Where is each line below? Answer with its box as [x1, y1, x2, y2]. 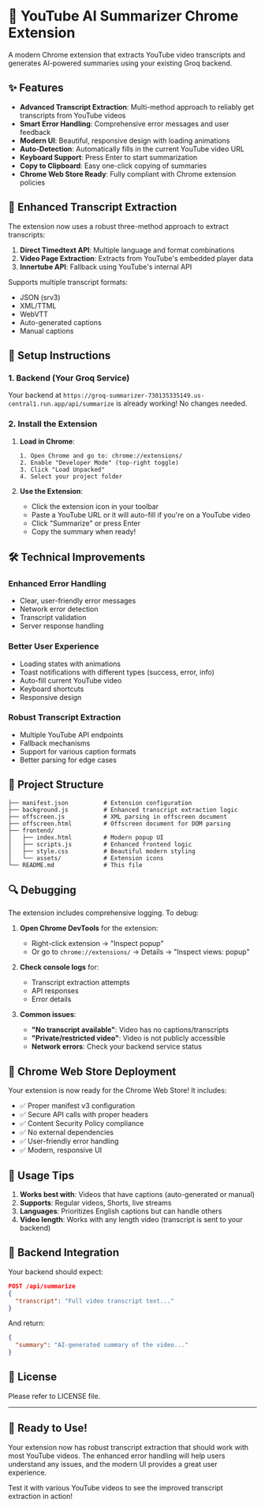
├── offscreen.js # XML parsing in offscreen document [8, 813, 227, 821]
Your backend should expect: [8, 1266, 104, 1277]
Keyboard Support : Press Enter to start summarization [19, 152, 198, 162]
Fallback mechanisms [19, 738, 91, 748]
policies [19, 178, 46, 187]
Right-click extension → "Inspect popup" [31, 939, 164, 948]
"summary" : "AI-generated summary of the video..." [15, 1341, 189, 1349]
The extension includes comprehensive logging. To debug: [8, 908, 200, 918]
